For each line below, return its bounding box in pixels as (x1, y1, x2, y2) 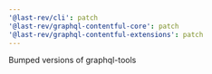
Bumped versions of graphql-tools (8, 55, 137, 66)
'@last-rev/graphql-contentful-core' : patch (8, 22, 179, 31)
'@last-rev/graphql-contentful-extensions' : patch (8, 30, 204, 39)
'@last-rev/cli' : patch (8, 13, 99, 23)
